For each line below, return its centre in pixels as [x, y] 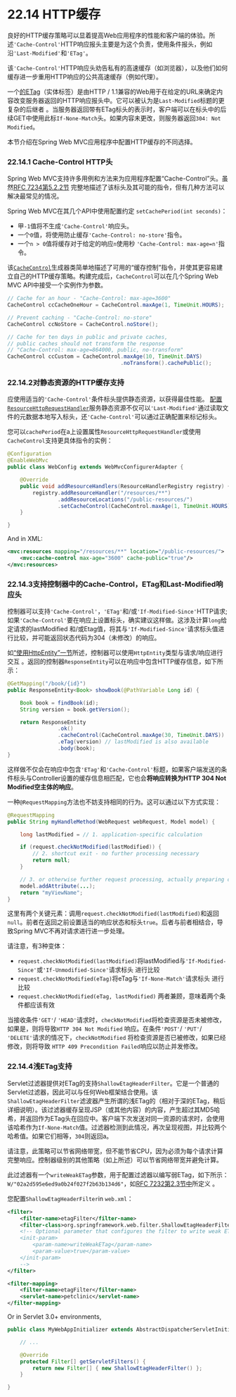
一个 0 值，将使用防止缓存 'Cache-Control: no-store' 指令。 [101, 235]
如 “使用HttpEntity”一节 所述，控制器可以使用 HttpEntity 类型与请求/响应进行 [115, 653]
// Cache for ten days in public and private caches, [88, 337]
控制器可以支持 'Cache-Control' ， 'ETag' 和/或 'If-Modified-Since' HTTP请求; [118, 611]
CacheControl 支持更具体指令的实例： [60, 440]
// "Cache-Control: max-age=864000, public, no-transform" [96, 350]
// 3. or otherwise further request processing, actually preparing [122, 879]
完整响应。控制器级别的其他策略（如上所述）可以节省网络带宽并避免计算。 [115, 1160]
